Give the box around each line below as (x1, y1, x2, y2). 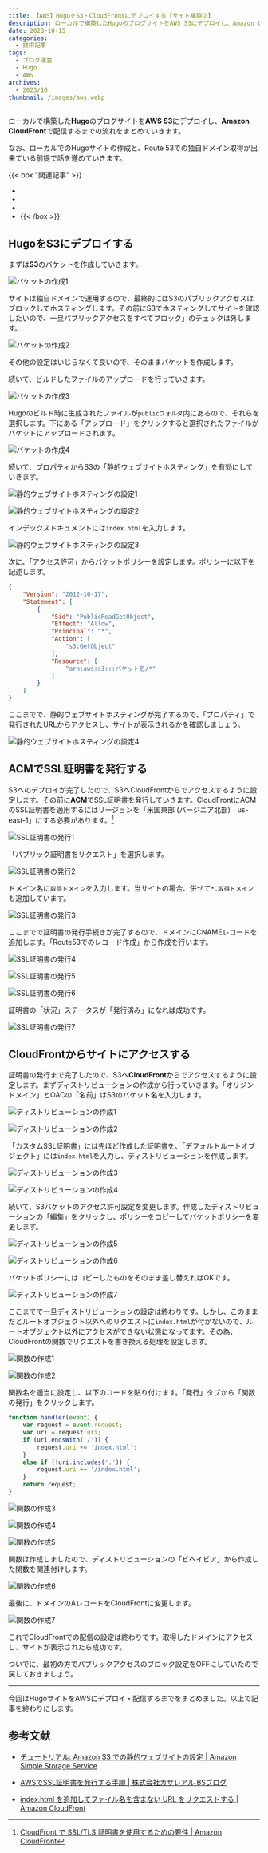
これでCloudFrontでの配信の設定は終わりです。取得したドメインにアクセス (8, 1632, 254, 1641)
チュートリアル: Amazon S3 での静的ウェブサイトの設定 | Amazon (19, 1752, 237, 1761)
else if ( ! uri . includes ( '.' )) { (22, 1458, 130, 1466)
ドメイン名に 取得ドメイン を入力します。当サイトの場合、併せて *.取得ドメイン (8, 883, 254, 893)
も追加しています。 (8, 893, 71, 903)
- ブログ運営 (15, 57, 53, 65)
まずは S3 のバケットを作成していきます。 (8, 260, 143, 269)
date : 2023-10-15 (8, 26, 66, 34)
